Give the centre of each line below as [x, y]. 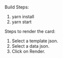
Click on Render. [28, 51]
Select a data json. [31, 46]
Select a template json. [35, 41]
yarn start [22, 22]
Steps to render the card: [30, 31]
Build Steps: [17, 7]
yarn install [23, 16]
